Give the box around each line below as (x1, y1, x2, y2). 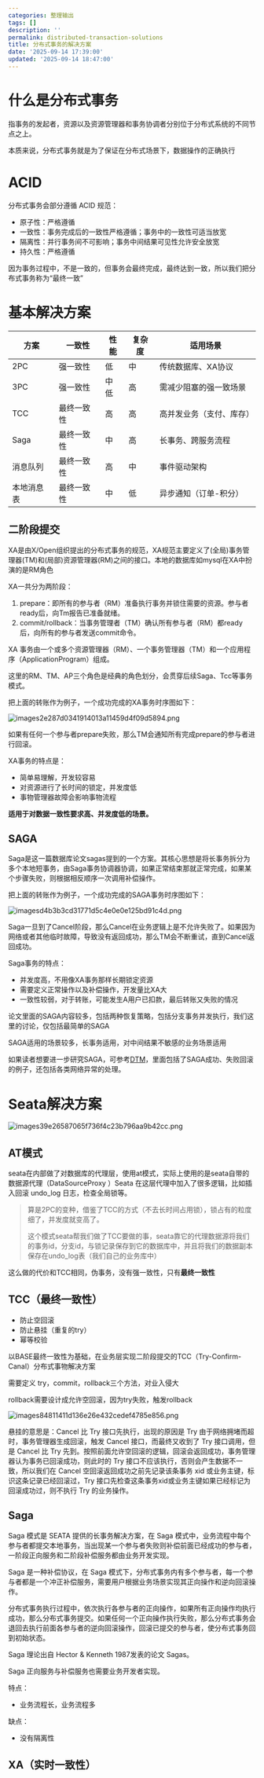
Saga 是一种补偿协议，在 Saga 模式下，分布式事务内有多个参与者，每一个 (8, 1567, 247, 1576)
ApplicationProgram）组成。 (21, 654, 114, 664)
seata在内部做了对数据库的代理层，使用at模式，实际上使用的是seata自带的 (8, 1168, 250, 1179)
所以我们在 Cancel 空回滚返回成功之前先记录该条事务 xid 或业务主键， (21, 1466, 248, 1476)
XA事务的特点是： (8, 756, 67, 765)
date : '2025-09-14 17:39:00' (8, 48, 104, 56)
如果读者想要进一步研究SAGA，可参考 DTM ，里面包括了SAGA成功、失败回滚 (8, 1054, 254, 1065)
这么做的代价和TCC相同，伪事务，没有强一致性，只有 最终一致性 (8, 1268, 216, 1278)
